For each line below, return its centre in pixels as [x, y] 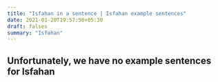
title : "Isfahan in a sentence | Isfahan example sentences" [97, 13]
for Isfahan [31, 71]
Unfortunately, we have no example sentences [109, 60]
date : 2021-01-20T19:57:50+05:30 [55, 20]
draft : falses [28, 26]
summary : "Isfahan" [35, 33]
